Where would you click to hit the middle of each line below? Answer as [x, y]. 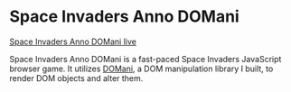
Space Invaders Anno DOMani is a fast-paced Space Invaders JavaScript [145, 59]
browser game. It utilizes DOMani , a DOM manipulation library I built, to [141, 69]
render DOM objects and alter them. [76, 78]
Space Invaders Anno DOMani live [73, 41]
